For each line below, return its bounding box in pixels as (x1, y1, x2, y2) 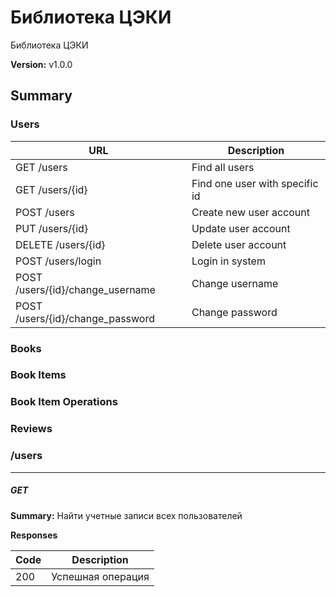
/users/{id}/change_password (15, 311, 155, 325)
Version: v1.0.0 (10, 58, 73, 70)
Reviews (10, 422, 53, 436)
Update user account (191, 221, 291, 235)
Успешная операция (51, 569, 150, 583)
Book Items (10, 368, 67, 382)
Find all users (191, 160, 255, 174)
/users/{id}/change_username (15, 282, 156, 296)
